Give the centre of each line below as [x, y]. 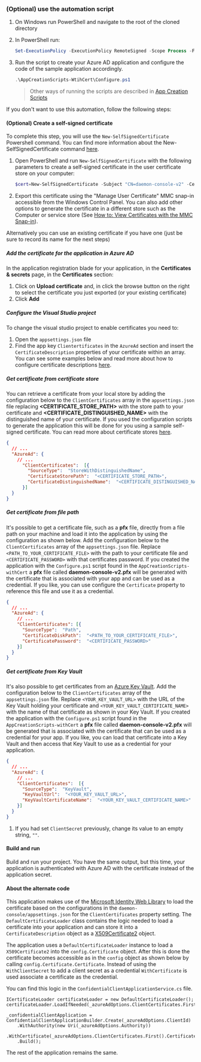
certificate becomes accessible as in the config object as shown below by [98, 958]
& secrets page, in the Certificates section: [60, 275]
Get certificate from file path [43, 512]
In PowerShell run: [37, 40]
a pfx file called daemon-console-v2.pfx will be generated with [108, 572]
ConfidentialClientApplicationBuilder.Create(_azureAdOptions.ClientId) [99, 1021]
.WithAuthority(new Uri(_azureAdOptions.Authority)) [84, 1026]
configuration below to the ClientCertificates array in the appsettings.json [100, 400]
